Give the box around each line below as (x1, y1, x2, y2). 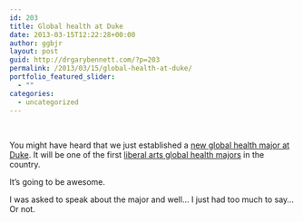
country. (9, 159, 41, 170)
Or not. (9, 204, 36, 215)
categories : (9, 89, 54, 98)
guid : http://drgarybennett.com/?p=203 (9, 55, 161, 64)
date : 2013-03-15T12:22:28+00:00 (9, 30, 136, 39)
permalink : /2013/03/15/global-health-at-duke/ (9, 64, 193, 73)
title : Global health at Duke (9, 22, 124, 31)
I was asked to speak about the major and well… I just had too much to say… (9, 194, 295, 205)
